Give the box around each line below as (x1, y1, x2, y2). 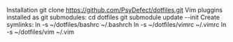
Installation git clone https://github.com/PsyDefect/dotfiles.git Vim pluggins (6, 6, 223, 14)
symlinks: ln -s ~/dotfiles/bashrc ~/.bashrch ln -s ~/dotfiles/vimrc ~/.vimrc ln (6, 21, 227, 28)
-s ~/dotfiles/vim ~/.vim (6, 28, 75, 36)
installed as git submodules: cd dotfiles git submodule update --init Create (6, 13, 220, 21)
